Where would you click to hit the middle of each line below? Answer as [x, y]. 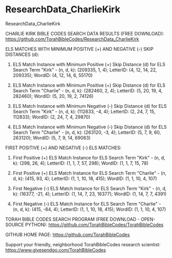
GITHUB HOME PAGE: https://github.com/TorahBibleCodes [68, 234]
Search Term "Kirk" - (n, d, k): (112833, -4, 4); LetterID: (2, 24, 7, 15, [84, 111]
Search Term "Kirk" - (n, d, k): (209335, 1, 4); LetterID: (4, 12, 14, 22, [85, 70]
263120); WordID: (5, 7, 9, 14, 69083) [52, 137]
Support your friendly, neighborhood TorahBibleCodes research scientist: [83, 244]
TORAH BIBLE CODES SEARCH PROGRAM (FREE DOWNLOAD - [73, 219]
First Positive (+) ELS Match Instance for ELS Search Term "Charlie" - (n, [90, 173]
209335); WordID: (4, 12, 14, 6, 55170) [53, 75]
